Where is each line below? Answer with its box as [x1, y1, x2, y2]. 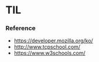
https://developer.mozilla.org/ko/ [13, 37, 93, 44]
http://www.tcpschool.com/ [13, 43, 80, 50]
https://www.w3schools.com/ [13, 50, 86, 57]
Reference [5, 24, 36, 32]
